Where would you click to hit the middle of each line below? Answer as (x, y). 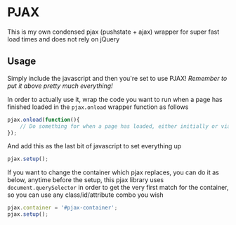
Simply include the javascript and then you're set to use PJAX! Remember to (117, 78)
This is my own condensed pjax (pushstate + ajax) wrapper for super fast (113, 32)
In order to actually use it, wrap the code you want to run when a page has (115, 99)
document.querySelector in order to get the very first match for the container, (118, 188)
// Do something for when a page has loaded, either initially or (119, 126)
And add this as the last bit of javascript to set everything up (94, 146)
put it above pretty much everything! (60, 86)
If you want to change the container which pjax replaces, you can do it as (113, 172)
